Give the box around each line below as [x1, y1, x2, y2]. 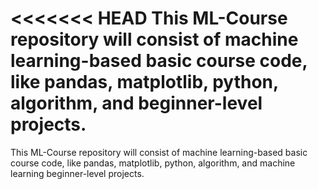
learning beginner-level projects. [10, 167, 145, 179]
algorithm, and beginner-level [10, 92, 263, 115]
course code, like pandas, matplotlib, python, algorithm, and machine [10, 157, 296, 169]
